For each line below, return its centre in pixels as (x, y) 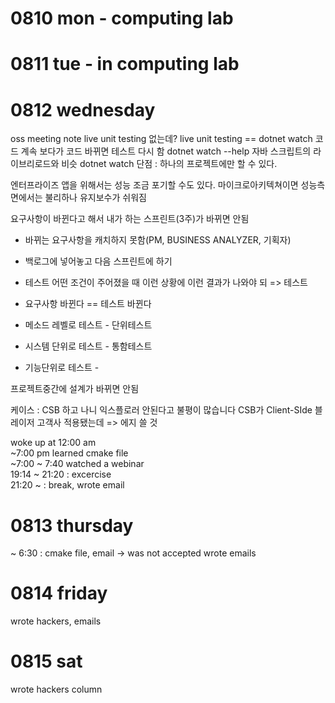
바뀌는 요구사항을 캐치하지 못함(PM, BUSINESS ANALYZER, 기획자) (158, 240)
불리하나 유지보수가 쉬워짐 (95, 198)
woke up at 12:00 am (53, 443)
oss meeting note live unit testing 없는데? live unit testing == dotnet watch (161, 139)
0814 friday (59, 593)
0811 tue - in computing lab (125, 64)
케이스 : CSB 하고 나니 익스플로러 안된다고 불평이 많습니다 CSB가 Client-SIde (161, 410)
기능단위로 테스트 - (62, 368)
